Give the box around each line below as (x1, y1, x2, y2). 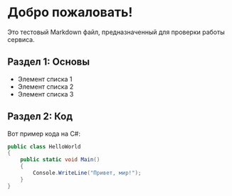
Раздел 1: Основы (7, 56, 90, 68)
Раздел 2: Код (7, 111, 73, 123)
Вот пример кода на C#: (7, 129, 80, 138)
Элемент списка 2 (17, 82, 74, 91)
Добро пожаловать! (7, 4, 133, 21)
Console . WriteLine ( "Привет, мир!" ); (33, 170, 142, 177)
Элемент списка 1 (17, 75, 73, 83)
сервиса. (7, 35, 35, 43)
